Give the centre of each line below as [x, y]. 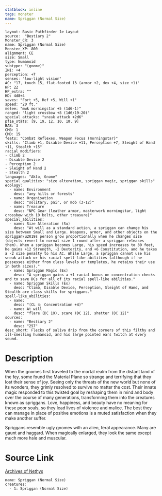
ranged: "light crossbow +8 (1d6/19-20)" [48, 113]
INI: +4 [13, 70]
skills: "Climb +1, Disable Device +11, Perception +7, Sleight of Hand [80, 143]
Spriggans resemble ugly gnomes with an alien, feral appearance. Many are [81, 428]
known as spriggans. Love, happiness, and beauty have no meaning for [76, 403]
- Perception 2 [20, 164]
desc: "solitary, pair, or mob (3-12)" [54, 203]
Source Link [30, 458]
